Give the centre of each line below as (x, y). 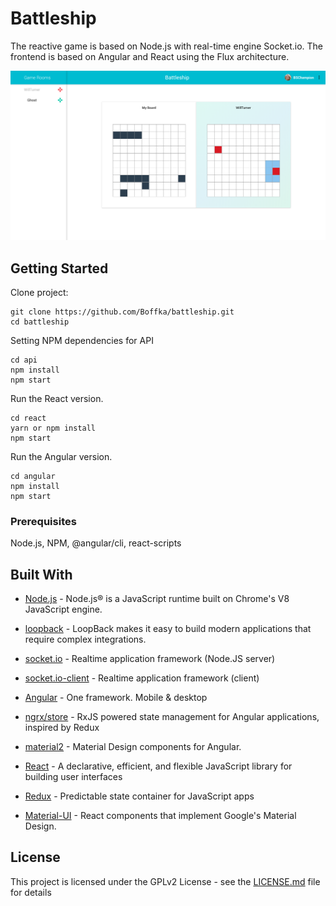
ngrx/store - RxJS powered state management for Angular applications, (172, 717)
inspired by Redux (62, 728)
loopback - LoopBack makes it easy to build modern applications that (168, 629)
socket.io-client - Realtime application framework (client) (142, 678)
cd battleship (40, 322)
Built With (41, 574)
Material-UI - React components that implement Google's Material (160, 816)
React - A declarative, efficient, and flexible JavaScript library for (158, 766)
